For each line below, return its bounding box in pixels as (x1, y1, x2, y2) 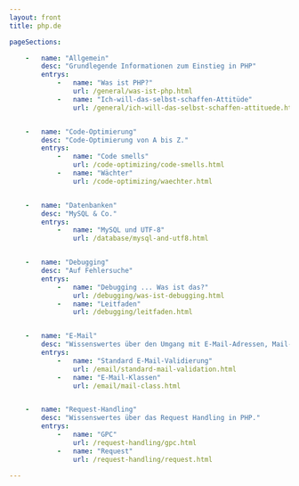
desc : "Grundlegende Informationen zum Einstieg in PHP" (41, 62, 256, 71)
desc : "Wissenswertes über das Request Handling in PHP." (41, 414, 261, 423)
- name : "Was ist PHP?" (56, 78, 153, 87)
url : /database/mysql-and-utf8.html (72, 234, 209, 243)
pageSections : (9, 37, 62, 46)
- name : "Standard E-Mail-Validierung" (56, 356, 214, 366)
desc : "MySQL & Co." (41, 209, 117, 218)
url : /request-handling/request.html (72, 455, 214, 464)
